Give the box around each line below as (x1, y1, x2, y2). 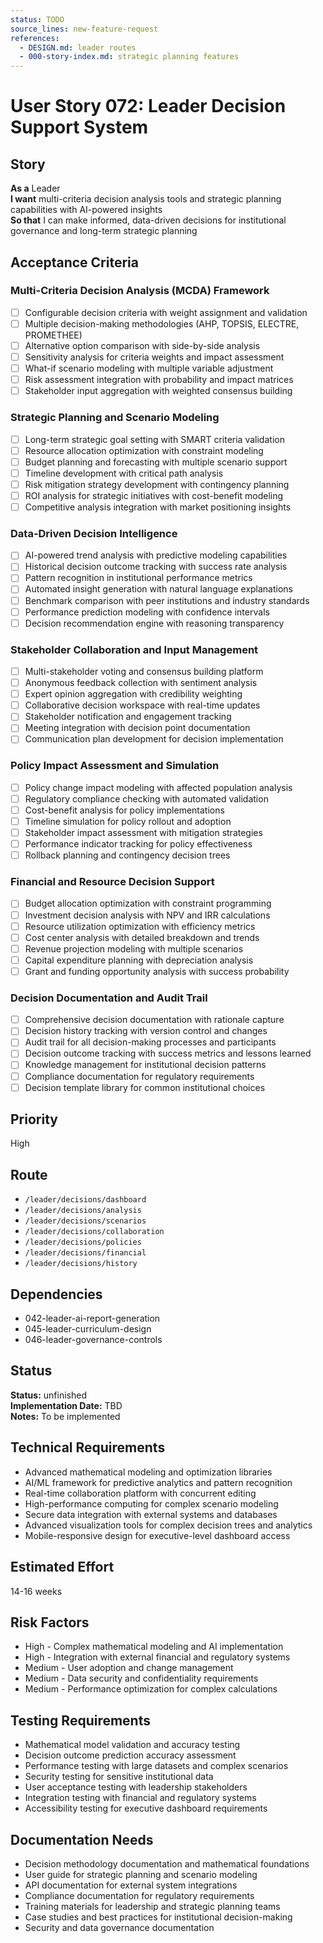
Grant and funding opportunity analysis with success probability (24, 965, 290, 977)
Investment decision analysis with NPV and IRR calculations (24, 909, 271, 921)
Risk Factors (10, 1614, 90, 1631)
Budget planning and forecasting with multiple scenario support (24, 456, 288, 468)
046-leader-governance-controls (24, 1334, 163, 1346)
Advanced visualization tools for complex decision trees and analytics (24, 1519, 313, 1531)
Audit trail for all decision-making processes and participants (24, 1036, 277, 1048)
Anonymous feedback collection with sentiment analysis (24, 677, 258, 689)
